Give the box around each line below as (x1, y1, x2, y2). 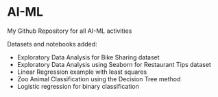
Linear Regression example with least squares (16, 68, 147, 76)
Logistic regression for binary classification (16, 82, 139, 90)
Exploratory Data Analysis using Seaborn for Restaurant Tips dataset (16, 60, 211, 68)
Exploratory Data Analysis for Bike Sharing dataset (16, 53, 160, 61)
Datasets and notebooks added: (7, 40, 97, 48)
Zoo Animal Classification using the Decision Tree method (16, 74, 181, 83)
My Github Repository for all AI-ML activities (7, 27, 132, 35)
